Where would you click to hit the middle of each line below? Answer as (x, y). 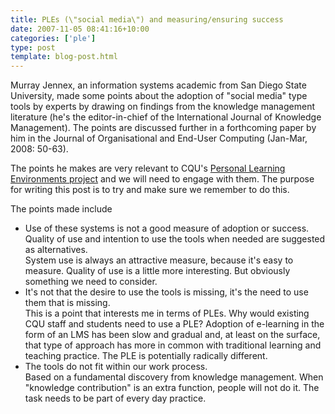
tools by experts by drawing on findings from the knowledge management (163, 107)
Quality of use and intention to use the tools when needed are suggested (175, 239)
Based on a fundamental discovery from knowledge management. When (174, 377)
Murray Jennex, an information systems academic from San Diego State (158, 85)
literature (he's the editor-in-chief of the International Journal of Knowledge (166, 117)
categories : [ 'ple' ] (53, 38)
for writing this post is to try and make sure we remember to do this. (150, 190)
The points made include (61, 209)
